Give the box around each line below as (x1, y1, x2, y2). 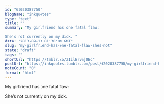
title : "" (5, 21, 25, 26)
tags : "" (5, 52, 23, 57)
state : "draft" (5, 47, 36, 53)
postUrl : (5, 62, 23, 66)
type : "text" (5, 16, 32, 21)
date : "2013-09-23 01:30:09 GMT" (5, 39, 73, 44)
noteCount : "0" (5, 66, 36, 71)
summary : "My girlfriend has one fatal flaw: (5, 25, 99, 30)
